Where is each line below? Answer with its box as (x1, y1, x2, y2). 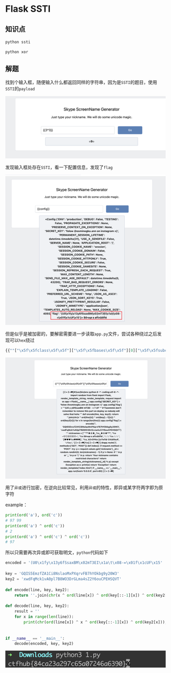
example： (5, 502, 28, 508)
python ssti (5, 39, 31, 44)
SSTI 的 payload (5, 85, 35, 92)
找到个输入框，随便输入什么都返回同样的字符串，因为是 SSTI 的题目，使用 (5, 79, 157, 85)
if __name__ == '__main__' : (5, 636, 65, 641)
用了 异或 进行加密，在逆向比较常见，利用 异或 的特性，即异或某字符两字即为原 (5, 484, 163, 491)
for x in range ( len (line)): (14, 614, 74, 619)
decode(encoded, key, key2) (14, 641, 74, 646)
